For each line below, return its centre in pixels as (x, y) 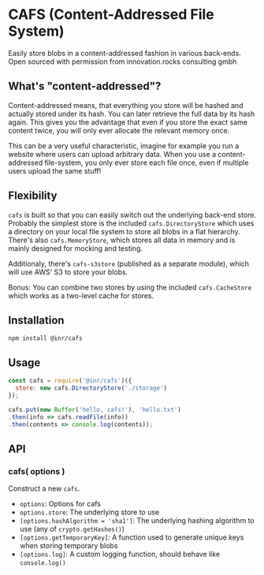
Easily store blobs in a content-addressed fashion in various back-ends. (125, 53)
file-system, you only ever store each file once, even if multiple (147, 162)
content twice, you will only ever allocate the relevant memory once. (119, 130)
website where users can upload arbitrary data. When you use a (112, 154)
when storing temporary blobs (69, 546)
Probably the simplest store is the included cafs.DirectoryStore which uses (131, 223)
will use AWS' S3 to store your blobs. (68, 272)
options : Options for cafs (60, 504)
